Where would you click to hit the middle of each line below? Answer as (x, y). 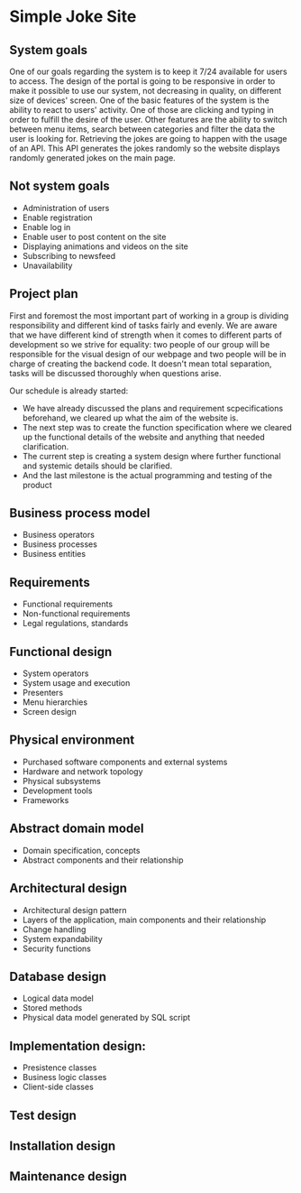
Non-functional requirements (76, 614)
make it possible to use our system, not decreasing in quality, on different (146, 91)
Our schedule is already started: (69, 391)
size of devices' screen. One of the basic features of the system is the (140, 100)
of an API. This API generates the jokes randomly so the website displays (145, 148)
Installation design (63, 1146)
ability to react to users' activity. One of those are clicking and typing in (142, 110)
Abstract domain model (77, 829)
